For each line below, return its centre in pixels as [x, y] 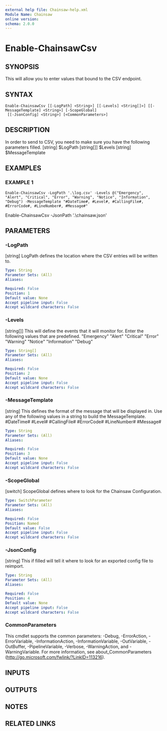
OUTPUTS [21, 690]
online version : [22, 19]
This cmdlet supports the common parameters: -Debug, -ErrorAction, [77, 636]
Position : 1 [17, 293]
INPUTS [17, 673]
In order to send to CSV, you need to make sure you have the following [78, 142]
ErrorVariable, [19, 641]
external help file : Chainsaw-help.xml [47, 10]
